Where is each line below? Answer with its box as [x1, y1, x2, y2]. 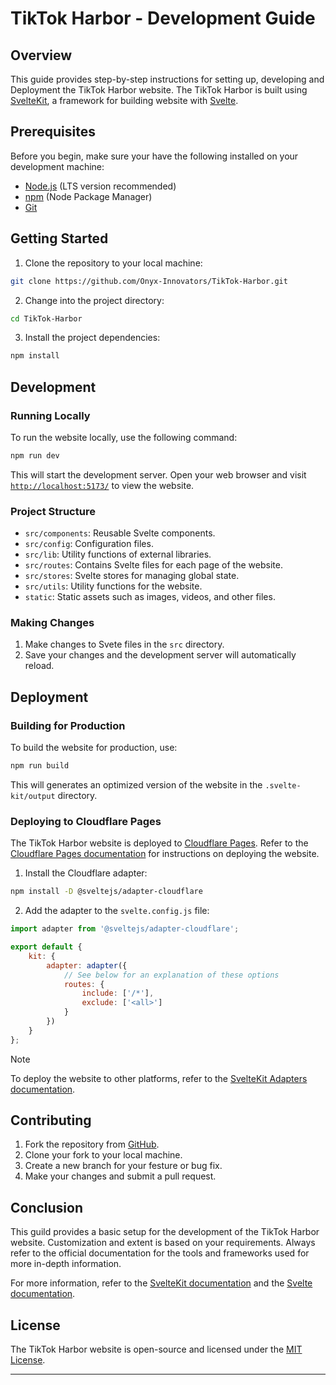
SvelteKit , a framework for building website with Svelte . [10, 95, 239, 106]
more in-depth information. [10, 1258, 122, 1270]
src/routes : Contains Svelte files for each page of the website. [24, 559, 283, 571]
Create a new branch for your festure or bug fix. [24, 1160, 223, 1172]
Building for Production [10, 718, 126, 732]
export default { [10, 942, 83, 952]
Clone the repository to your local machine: [24, 257, 203, 269]
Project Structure [10, 504, 96, 518]
